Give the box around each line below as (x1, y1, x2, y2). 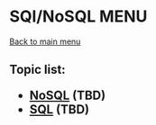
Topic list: (9, 62, 66, 77)
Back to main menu (9, 36, 81, 47)
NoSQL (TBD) (29, 88, 106, 103)
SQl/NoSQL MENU (9, 6, 148, 27)
